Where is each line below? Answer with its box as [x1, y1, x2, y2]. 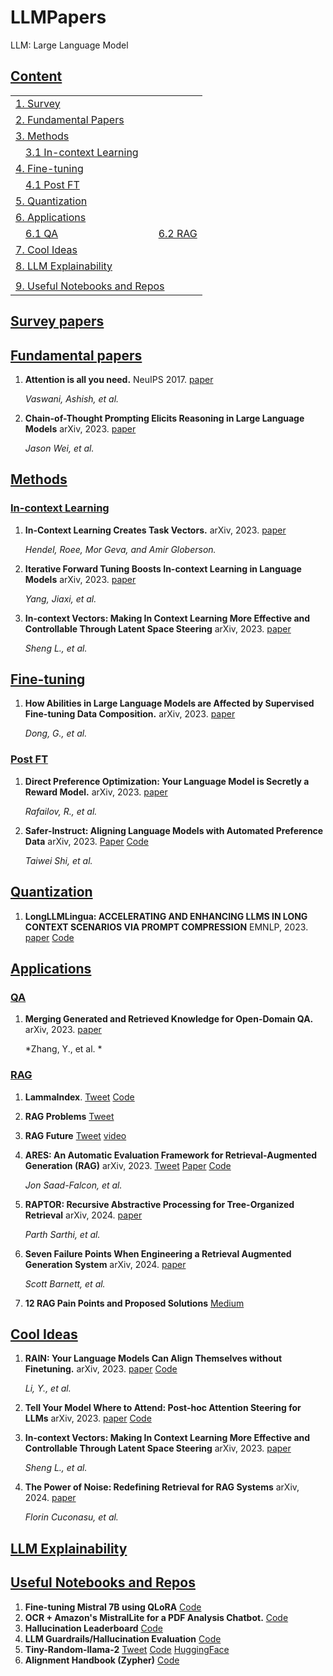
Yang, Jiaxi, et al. [24, 592, 97, 605]
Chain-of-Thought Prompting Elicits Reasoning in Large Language [24, 412, 305, 424]
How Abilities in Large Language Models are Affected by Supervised [24, 697, 315, 710]
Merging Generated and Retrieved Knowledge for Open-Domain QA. [24, 1013, 314, 1025]
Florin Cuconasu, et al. [24, 1511, 119, 1523]
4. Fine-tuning [15, 161, 84, 175]
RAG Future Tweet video [24, 1129, 127, 1141]
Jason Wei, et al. [24, 442, 95, 454]
